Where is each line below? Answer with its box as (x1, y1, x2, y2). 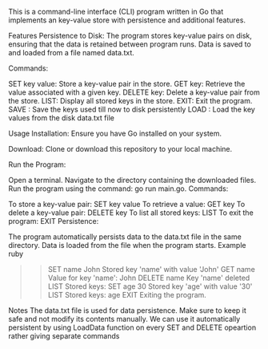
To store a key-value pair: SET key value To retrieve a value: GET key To (8, 200, 246, 209)
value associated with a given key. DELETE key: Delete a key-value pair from (8, 87, 260, 97)
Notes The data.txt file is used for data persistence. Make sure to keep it (8, 306, 246, 315)
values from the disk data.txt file (8, 113, 114, 123)
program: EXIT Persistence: (8, 217, 99, 225)
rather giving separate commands (8, 331, 120, 340)
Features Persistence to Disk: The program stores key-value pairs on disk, (8, 31, 252, 40)
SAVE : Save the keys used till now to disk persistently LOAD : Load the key (8, 104, 256, 114)
